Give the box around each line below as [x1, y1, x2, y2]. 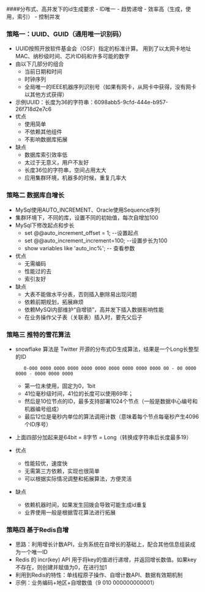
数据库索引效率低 [24, 151, 68, 158]
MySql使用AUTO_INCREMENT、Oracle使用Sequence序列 [15, 206, 160, 213]
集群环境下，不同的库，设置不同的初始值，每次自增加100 [15, 213, 159, 221]
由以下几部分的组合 [15, 60, 64, 67]
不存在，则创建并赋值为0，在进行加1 [15, 564, 107, 571]
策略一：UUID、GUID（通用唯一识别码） [6, 29, 125, 38]
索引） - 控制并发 [17, 13, 61, 20]
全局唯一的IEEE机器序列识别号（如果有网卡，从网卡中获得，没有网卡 [24, 83, 197, 91]
